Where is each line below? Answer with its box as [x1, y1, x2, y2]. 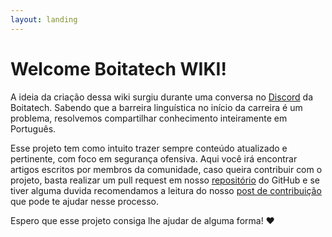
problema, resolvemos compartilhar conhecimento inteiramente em [10, 112, 288, 124]
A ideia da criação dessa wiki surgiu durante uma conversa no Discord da [10, 91, 314, 103]
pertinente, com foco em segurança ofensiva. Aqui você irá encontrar [10, 152, 298, 165]
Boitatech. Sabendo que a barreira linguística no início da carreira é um [10, 101, 303, 113]
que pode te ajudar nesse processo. [10, 195, 159, 207]
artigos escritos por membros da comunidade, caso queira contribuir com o [10, 163, 323, 175]
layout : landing [10, 14, 78, 25]
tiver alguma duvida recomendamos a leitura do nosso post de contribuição [10, 184, 322, 196]
